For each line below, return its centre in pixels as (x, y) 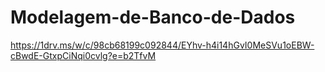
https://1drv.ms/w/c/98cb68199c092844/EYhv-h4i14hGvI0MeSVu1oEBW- (162, 45)
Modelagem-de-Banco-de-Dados (153, 17)
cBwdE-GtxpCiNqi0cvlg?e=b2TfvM (83, 55)
